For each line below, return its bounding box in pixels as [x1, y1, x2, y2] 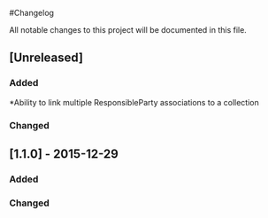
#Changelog [9, 8, 55, 18]
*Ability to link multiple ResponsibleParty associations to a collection [9, 97, 259, 107]
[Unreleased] [9, 51, 84, 66]
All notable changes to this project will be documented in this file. [9, 25, 248, 35]
